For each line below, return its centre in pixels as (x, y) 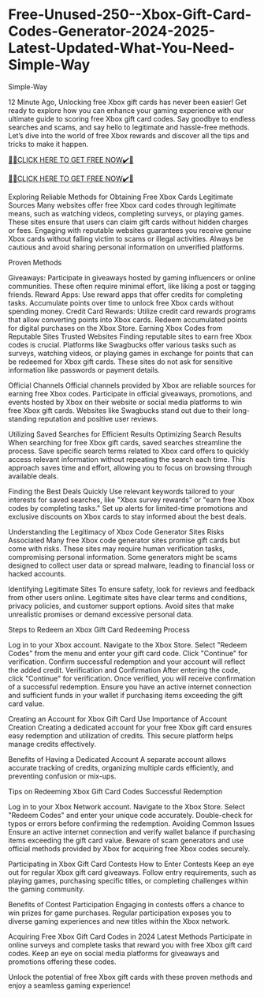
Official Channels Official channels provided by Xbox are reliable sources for (132, 385)
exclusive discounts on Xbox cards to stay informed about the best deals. (127, 516)
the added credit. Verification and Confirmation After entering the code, (124, 670)
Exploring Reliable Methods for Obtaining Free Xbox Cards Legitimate (121, 197)
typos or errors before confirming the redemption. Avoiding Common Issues (131, 824)
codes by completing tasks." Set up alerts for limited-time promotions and (128, 508)
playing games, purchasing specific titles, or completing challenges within (128, 880)
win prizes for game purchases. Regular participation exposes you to (120, 913)
